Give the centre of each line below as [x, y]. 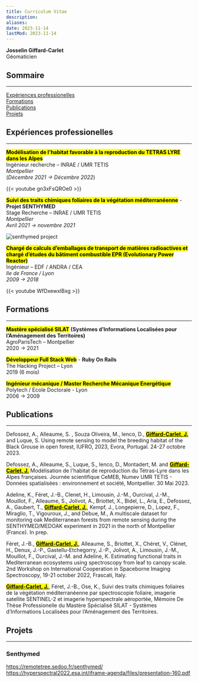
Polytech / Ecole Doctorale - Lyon [47, 390]
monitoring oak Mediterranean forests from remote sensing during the [91, 520]
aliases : [17, 22]
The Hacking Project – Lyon [39, 366]
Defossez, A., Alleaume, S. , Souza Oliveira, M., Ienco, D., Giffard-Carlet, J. [97, 434]
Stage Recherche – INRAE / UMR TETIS [54, 213]
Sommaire [25, 75]
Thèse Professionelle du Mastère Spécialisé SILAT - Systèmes [82, 605]
